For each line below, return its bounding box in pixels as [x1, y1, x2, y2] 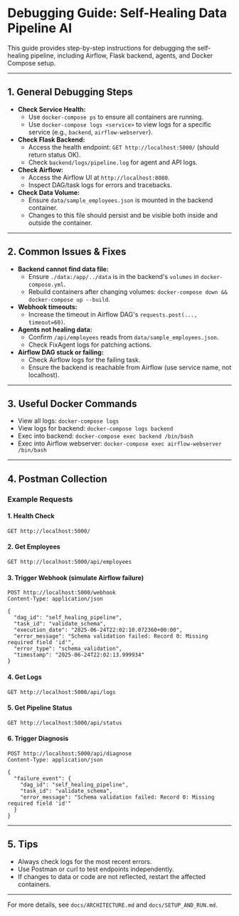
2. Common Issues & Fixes [7, 246, 127, 258]
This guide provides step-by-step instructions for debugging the [7, 43, 196, 52]
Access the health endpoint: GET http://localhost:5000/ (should [28, 142, 219, 151]
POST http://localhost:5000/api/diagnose [7, 749, 132, 757]
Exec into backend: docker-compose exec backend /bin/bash [17, 432, 193, 441]
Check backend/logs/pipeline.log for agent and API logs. [28, 158, 198, 167]
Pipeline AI [7, 20, 73, 36]
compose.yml [28, 281, 64, 288]
